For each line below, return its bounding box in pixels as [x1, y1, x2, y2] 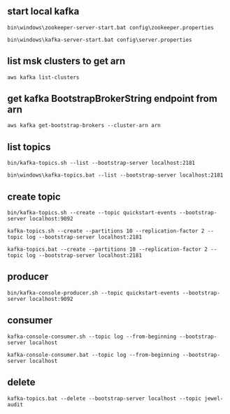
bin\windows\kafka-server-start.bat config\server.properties [7, 36, 192, 43]
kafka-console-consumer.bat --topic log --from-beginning [7, 351, 180, 358]
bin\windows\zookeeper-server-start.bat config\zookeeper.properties [7, 24, 215, 31]
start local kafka [7, 6, 80, 17]
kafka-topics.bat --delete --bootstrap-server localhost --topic [7, 394, 201, 402]
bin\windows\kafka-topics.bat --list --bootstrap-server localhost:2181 [7, 172, 224, 179]
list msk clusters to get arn [7, 55, 126, 67]
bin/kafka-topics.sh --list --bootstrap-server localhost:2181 [7, 160, 196, 167]
